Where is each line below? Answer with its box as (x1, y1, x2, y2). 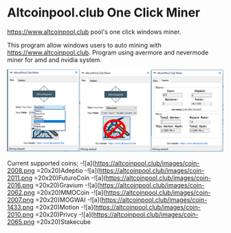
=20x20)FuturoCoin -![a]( (34, 174, 107, 182)
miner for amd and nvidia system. (7, 55, 102, 63)
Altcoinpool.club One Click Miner (7, 5, 201, 21)
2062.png (7, 188, 36, 197)
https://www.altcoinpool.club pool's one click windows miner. (7, 28, 181, 36)
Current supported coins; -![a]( (7, 159, 95, 168)
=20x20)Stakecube (36, 218, 91, 226)
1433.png (7, 203, 34, 212)
